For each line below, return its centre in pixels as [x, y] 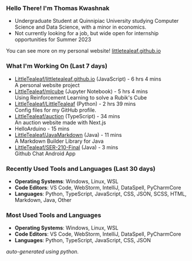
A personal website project [47, 85]
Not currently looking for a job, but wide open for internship [87, 33]
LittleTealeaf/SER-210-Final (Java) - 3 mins [66, 147]
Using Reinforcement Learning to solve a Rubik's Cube [81, 97]
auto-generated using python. [43, 252]
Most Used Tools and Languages [54, 215]
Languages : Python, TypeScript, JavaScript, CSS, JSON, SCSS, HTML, [100, 194]
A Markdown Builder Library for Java [59, 141]
